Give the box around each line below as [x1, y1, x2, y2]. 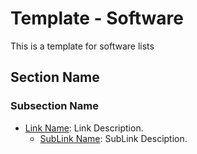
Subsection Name [10, 99, 99, 113]
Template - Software [10, 7, 184, 30]
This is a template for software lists [10, 40, 155, 52]
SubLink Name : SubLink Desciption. [39, 132, 188, 144]
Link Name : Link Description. [24, 122, 144, 134]
